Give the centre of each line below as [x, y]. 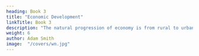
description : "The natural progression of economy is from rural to [92, 28]
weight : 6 [18, 33]
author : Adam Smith [30, 38]
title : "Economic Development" [45, 17]
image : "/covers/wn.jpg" [38, 44]
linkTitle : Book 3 [29, 22]
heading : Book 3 [26, 11]
